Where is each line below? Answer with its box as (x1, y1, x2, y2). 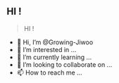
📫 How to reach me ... (16, 68, 82, 77)
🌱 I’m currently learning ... (16, 53, 92, 61)
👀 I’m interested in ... (16, 45, 77, 53)
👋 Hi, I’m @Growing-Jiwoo (16, 38, 94, 46)
